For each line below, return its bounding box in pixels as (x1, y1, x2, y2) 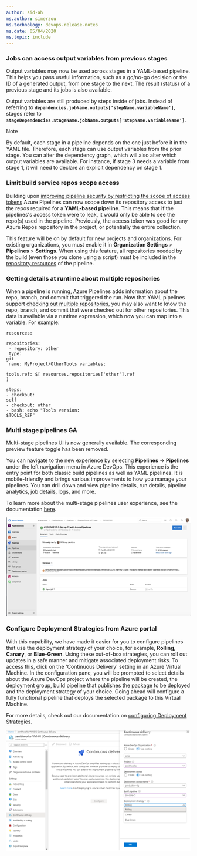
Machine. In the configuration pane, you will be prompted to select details (6, 669, 184, 676)
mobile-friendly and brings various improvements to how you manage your (6, 476, 187, 483)
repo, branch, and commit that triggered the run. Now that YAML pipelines (6, 294, 185, 301)
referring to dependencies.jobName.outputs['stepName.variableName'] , (6, 104, 176, 111)
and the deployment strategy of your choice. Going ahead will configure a (6, 688, 185, 695)
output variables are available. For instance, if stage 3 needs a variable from (6, 158, 189, 165)
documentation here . (6, 505, 57, 513)
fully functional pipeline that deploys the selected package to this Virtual (6, 694, 181, 701)
